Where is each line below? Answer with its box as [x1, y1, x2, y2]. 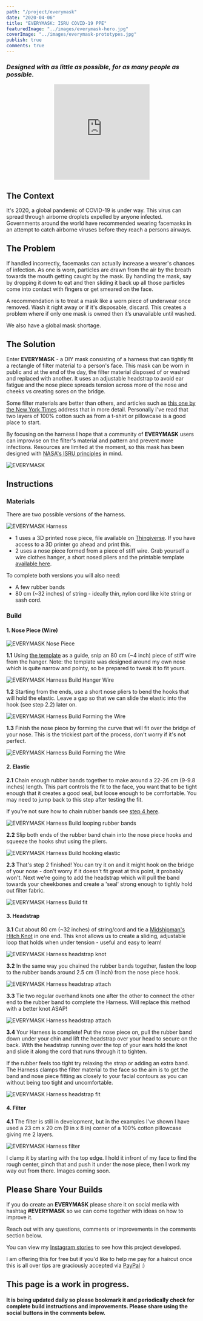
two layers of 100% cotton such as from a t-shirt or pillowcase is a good [6, 412, 186, 419]
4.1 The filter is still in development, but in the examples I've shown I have [6, 1118, 190, 1125]
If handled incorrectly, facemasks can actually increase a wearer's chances [6, 259, 195, 267]
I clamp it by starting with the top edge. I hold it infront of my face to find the [6, 1154, 197, 1162]
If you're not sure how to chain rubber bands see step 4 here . [6, 807, 160, 815]
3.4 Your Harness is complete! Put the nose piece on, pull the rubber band [6, 1028, 192, 1036]
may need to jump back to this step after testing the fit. [6, 796, 144, 803]
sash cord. [15, 596, 42, 604]
